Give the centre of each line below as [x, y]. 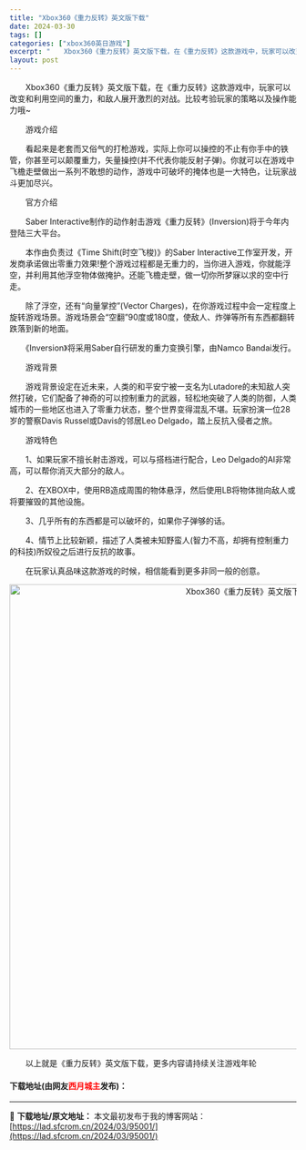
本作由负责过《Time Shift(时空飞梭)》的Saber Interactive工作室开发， [155, 252]
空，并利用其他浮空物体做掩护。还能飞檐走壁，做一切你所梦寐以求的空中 [145, 275]
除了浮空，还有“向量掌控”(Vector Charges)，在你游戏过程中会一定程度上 [161, 305]
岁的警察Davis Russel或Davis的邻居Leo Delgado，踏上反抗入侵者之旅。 [143, 421]
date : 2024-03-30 [42, 26]
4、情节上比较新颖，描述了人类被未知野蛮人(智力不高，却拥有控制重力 [157, 540]
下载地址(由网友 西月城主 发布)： [68, 1085]
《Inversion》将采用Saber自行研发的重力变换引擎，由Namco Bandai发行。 [160, 348]
